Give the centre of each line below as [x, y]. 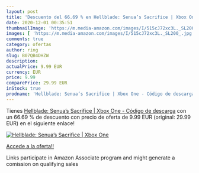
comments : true [25, 39]
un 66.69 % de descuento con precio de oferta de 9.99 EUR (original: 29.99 [99, 117]
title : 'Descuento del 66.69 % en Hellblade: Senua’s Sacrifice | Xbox [96, 17]
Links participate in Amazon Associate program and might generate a [91, 158]
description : [22, 61]
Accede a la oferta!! [30, 146]
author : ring [22, 50]
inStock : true [24, 89]
